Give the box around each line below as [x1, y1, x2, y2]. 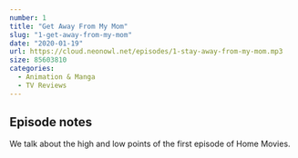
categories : [9, 64, 55, 74]
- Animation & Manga [17, 73, 96, 82]
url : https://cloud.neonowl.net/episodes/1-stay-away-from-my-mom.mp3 [9, 47, 283, 56]
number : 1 [9, 13, 47, 23]
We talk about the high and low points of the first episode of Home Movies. [9, 138, 291, 150]
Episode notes [9, 114, 93, 130]
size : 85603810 [9, 55, 67, 64]
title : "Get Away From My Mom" [9, 22, 128, 31]
